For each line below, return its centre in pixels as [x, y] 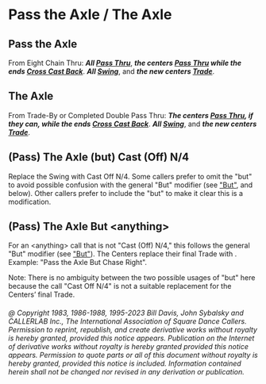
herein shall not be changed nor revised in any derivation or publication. [126, 372]
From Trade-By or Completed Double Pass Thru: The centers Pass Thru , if [131, 115]
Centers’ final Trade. [42, 294]
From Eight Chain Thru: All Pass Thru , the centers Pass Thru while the [125, 63]
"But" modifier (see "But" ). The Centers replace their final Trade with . [123, 254]
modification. [30, 202]
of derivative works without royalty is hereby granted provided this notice [128, 347]
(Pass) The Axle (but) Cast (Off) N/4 [98, 157]
